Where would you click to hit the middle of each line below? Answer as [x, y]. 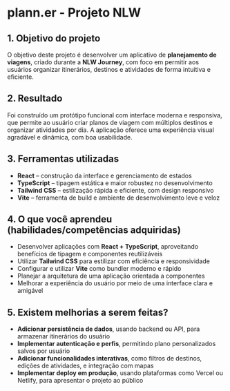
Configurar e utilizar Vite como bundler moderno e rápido [99, 269]
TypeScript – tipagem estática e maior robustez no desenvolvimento [115, 183]
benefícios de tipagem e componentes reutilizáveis [90, 254]
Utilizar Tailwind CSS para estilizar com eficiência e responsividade [114, 261]
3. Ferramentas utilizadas [63, 159]
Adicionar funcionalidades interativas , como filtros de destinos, [109, 359]
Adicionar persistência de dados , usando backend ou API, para [108, 329]
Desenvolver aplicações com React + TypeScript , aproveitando [108, 247]
